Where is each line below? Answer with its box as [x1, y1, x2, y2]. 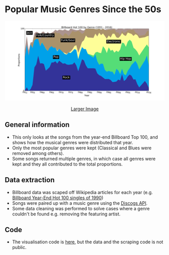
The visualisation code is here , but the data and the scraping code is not [12, 239, 163, 245]
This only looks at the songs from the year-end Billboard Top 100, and [12, 134, 158, 140]
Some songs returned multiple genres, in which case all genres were [12, 155, 156, 162]
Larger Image [71, 106, 99, 112]
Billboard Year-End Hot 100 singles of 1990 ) [12, 195, 104, 201]
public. [12, 244, 27, 250]
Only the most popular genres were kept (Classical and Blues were [12, 145, 152, 151]
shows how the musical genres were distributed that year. [12, 139, 133, 145]
